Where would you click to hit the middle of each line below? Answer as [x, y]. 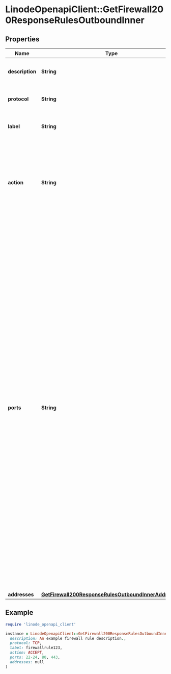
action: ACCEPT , [27, 653]
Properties [22, 39]
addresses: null [27, 662]
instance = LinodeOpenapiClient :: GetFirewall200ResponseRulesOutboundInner [87, 634]
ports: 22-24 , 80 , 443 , [35, 657]
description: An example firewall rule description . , [68, 638]
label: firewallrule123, [36, 648]
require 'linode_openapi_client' [41, 624]
